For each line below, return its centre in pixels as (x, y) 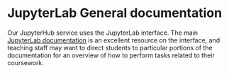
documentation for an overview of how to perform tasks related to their (111, 55)
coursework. (26, 62)
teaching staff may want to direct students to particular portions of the (110, 47)
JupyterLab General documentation (114, 13)
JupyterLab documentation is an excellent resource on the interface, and (114, 40)
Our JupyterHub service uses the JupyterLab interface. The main (103, 33)
